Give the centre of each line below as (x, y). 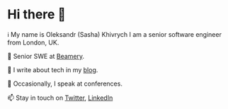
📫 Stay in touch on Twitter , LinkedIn (60, 98)
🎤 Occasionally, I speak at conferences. (65, 84)
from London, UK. (33, 42)
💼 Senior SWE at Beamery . (46, 56)
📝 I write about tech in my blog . (53, 69)
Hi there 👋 (36, 15)
